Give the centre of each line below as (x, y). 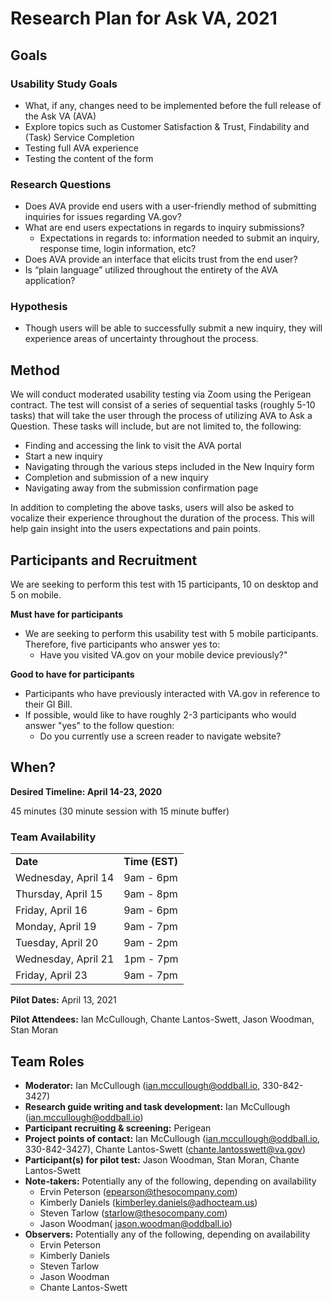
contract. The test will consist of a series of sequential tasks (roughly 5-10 (163, 405)
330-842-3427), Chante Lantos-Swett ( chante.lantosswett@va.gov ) (165, 1149)
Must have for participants (67, 614)
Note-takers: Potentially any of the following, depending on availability (170, 1181)
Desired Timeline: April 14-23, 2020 (86, 791)
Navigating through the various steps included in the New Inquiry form (169, 467)
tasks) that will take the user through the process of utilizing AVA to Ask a (161, 416)
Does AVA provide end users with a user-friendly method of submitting (170, 206)
